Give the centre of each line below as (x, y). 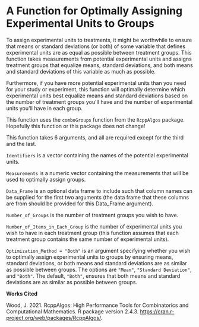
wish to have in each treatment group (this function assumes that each (93, 233)
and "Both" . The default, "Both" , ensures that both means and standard (93, 276)
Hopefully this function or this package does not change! (76, 126)
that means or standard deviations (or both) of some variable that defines (96, 46)
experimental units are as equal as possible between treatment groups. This (99, 52)
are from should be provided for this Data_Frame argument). (80, 204)
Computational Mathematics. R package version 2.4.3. (72, 311)
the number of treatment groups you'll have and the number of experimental (99, 101)
